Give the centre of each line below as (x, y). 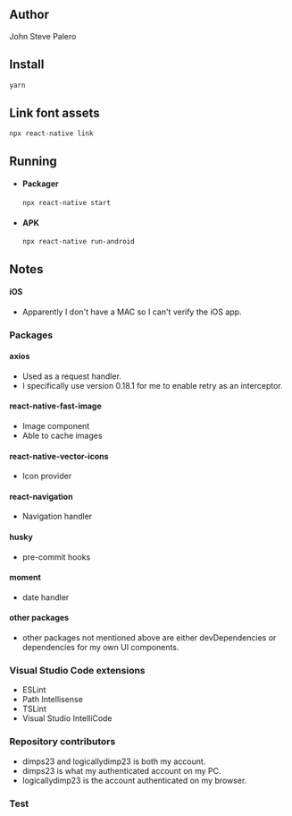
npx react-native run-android (79, 242)
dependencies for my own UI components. (100, 648)
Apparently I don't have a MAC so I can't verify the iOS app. (132, 312)
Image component (56, 426)
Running (33, 161)
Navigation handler (57, 516)
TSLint (34, 709)
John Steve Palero (43, 36)
